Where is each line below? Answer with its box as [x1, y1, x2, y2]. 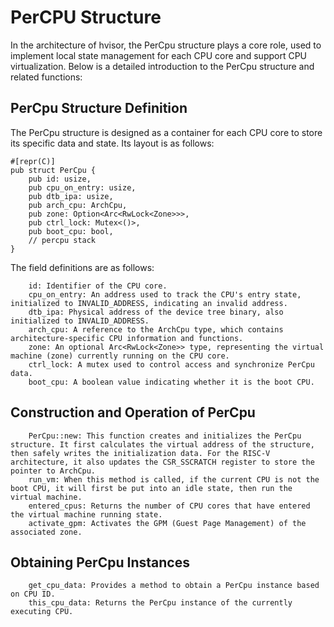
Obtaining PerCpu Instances [10, 554, 190, 571]
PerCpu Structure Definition [10, 100, 188, 117]
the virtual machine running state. [10, 509, 163, 520]
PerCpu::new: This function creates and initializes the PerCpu [28, 431, 302, 441]
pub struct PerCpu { [10, 165, 97, 175]
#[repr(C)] [10, 156, 56, 166]
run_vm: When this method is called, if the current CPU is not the [28, 474, 320, 485]
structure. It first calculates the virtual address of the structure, [10, 439, 315, 450]
